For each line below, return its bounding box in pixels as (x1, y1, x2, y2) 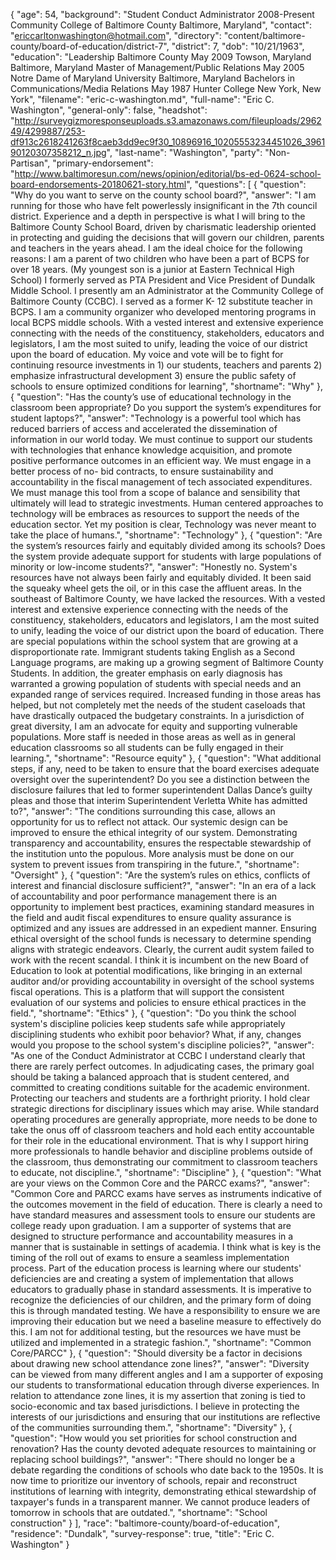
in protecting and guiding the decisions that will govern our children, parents (10, 232, 325, 243)
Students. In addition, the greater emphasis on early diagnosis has (10, 667, 283, 679)
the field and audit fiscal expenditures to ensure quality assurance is (10, 912, 292, 923)
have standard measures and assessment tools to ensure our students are (10, 1209, 316, 1221)
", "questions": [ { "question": (186, 179, 307, 190)
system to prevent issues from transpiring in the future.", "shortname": (10, 859, 300, 870)
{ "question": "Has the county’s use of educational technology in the (10, 391, 292, 403)
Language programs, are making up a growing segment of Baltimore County (10, 657, 324, 668)
